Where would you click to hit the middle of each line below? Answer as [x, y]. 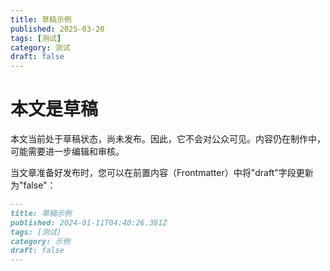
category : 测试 [40, 47]
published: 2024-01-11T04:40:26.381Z [89, 222]
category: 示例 [40, 241]
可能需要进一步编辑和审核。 [67, 152]
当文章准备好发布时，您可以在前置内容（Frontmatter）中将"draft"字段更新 [162, 173]
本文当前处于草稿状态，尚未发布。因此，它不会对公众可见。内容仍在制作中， [168, 139]
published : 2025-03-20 [57, 29]
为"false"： [33, 185]
